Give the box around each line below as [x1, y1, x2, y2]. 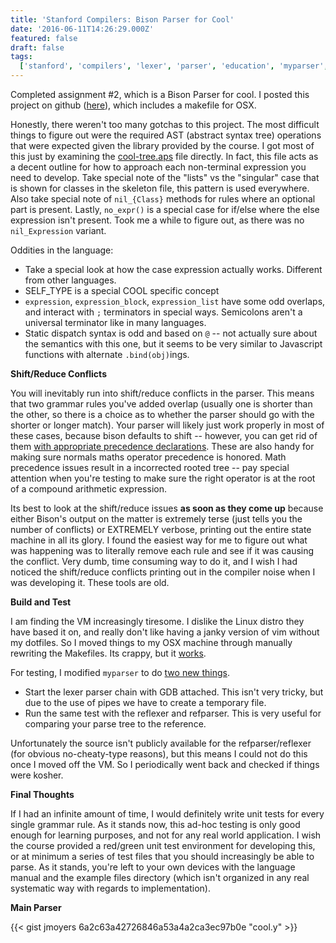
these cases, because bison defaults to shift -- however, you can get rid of [10, 430, 318, 441]
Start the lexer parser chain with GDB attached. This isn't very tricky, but [24, 686, 324, 698]
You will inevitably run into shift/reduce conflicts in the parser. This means [10, 387, 315, 399]
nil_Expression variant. [10, 225, 107, 236]
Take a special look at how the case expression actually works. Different [24, 264, 323, 275]
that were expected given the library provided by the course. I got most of [10, 140, 315, 151]
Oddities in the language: [10, 244, 114, 256]
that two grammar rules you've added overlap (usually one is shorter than [10, 398, 313, 410]
